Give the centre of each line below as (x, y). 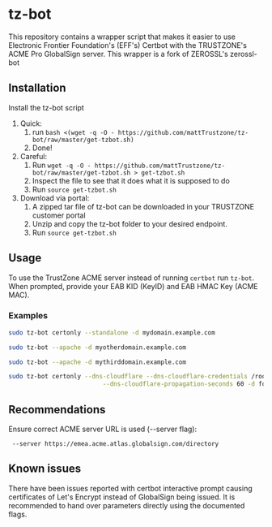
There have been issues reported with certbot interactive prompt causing (130, 488)
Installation (37, 88)
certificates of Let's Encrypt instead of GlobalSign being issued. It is (122, 497)
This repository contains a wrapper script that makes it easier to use (122, 37)
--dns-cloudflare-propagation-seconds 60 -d (178, 384)
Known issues (45, 469)
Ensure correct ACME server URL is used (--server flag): (102, 429)
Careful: (33, 156)
